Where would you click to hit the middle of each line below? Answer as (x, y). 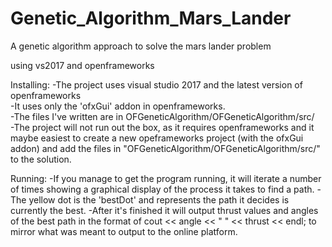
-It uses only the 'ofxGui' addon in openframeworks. (118, 106)
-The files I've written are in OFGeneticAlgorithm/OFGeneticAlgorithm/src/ (162, 116)
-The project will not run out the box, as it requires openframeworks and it (162, 127)
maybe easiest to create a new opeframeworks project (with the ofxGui (157, 138)
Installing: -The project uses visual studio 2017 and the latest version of (156, 84)
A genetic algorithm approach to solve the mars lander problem (141, 46)
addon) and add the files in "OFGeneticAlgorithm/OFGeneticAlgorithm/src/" (165, 148)
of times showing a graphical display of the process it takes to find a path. (162, 189)
